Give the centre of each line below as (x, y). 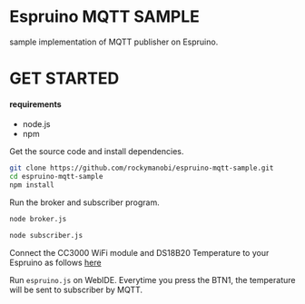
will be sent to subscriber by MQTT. (76, 289)
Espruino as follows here (55, 262)
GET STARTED (64, 78)
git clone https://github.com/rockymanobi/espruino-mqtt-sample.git (142, 168)
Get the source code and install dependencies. (97, 152)
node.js (37, 124)
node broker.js (38, 219)
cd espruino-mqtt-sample (56, 177)
